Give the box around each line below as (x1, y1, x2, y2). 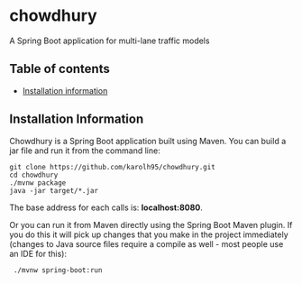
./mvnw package (9, 178, 67, 188)
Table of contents (9, 61, 110, 77)
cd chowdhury (9, 170, 59, 179)
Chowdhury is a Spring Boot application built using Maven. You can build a (9, 135, 287, 146)
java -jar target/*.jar (9, 186, 99, 195)
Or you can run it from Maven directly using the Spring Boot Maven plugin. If (9, 219, 293, 230)
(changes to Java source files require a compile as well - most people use (9, 238, 284, 249)
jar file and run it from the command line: (9, 145, 160, 156)
